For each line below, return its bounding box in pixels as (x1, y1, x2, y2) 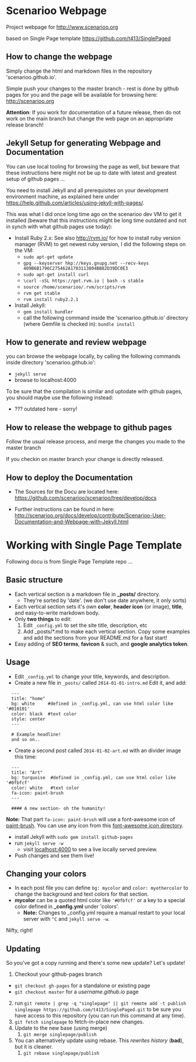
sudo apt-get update (23, 254, 73, 260)
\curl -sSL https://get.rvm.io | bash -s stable (23, 278, 144, 284)
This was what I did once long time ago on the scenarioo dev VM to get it (6, 210, 182, 217)
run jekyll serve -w (14, 839, 64, 846)
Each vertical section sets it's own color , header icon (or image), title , (14, 603, 184, 610)
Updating (6, 944, 41, 954)
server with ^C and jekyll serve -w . (23, 916, 110, 923)
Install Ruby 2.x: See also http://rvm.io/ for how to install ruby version (14, 234, 181, 241)
